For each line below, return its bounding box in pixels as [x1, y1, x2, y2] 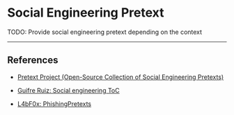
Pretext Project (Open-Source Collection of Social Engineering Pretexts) [17, 73, 224, 81]
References [7, 54, 58, 67]
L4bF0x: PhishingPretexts [17, 99, 92, 108]
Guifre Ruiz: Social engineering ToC [17, 86, 120, 94]
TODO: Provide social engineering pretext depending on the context [7, 28, 203, 36]
